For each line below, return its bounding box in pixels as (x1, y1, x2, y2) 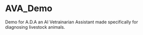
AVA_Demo (5, 3, 53, 14)
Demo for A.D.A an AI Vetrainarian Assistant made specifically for (5, 19, 139, 25)
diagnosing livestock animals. (5, 24, 65, 30)
